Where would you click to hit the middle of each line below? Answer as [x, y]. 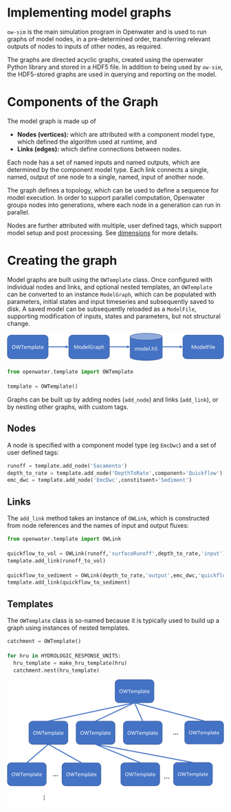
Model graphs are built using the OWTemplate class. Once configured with [110, 279]
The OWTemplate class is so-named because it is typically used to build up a [113, 621]
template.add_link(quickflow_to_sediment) [69, 582]
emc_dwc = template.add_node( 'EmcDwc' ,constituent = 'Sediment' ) [100, 480]
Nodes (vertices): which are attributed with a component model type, [116, 134]
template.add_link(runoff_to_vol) [57, 561]
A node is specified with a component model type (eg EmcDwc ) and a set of [112, 445]
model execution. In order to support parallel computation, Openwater [106, 197]
